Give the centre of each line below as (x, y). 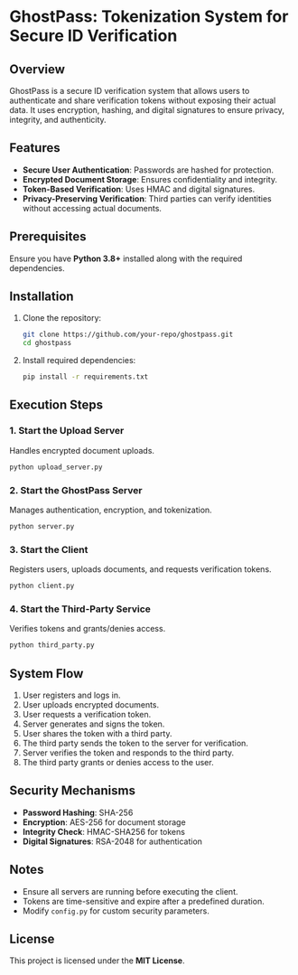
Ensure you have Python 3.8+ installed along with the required (126, 258)
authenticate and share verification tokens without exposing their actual (143, 100)
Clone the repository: (62, 318)
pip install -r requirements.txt (85, 377)
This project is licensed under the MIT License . (97, 961)
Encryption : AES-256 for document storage (104, 822)
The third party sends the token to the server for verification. (135, 743)
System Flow (47, 674)
